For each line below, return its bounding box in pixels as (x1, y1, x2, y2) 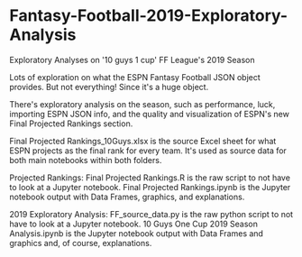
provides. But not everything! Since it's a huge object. (9, 81, 209, 92)
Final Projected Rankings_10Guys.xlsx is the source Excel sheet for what (9, 135, 277, 146)
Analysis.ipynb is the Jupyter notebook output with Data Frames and (9, 227, 264, 239)
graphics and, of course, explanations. (9, 237, 152, 248)
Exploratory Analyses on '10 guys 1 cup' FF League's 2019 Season (9, 54, 255, 65)
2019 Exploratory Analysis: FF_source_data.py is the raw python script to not (9, 208, 294, 219)
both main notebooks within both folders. (9, 154, 162, 165)
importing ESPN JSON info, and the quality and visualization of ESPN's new (9, 108, 290, 119)
